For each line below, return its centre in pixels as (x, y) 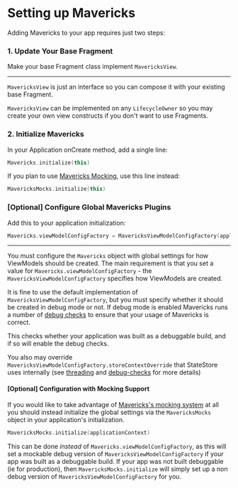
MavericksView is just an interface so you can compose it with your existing (116, 87)
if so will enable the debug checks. (58, 344)
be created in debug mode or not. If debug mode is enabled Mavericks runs (118, 307)
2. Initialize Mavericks (46, 134)
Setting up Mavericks (72, 13)
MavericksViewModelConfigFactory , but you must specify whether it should (115, 300)
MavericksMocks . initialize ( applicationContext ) (79, 433)
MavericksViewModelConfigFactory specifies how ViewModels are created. (115, 279)
